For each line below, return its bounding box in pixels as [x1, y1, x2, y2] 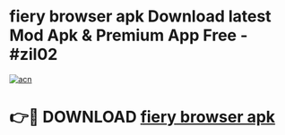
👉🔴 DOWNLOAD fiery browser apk [9, 107, 276, 127]
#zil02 [9, 45, 58, 64]
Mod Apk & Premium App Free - [9, 25, 248, 46]
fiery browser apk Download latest [9, 6, 272, 27]
